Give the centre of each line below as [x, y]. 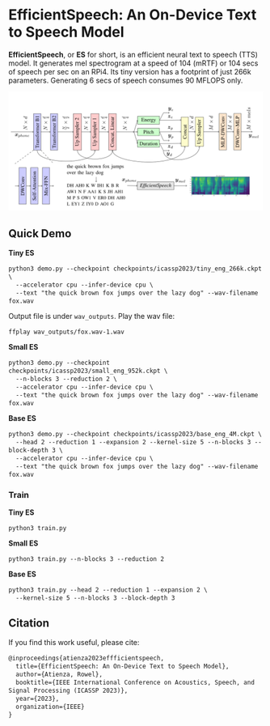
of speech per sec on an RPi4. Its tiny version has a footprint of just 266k [130, 71]
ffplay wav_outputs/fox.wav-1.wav [67, 332]
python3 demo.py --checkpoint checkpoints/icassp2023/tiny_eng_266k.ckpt [135, 269]
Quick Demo [40, 234]
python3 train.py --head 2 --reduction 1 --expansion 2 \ [108, 590]
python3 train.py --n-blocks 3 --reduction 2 [86, 559]
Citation [29, 623]
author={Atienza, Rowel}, [59, 675]
